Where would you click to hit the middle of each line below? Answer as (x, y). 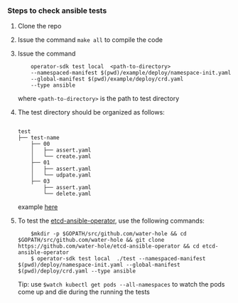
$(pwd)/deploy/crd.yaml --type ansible (77, 271)
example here (38, 207)
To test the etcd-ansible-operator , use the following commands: (111, 221)
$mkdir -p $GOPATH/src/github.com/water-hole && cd (109, 234)
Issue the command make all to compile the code (90, 40)
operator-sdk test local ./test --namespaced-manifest (121, 259)
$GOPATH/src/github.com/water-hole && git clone (91, 240)
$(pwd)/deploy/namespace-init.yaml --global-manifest (99, 265)
